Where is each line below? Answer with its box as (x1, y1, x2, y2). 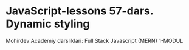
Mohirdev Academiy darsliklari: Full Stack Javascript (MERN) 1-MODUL (5, 37, 184, 44)
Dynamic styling (5, 17, 90, 31)
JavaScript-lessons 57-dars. (5, 4, 154, 18)
